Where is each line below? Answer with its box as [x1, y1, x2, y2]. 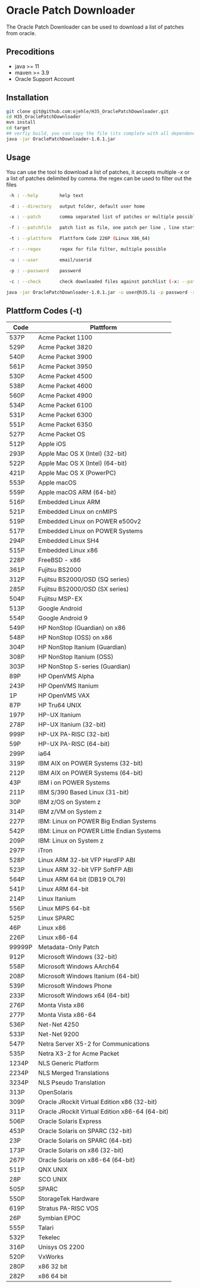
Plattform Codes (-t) [6, 305, 82, 316]
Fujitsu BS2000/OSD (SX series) [38, 585, 129, 593]
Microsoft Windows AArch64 [38, 962, 120, 971]
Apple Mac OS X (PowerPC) [38, 469, 117, 477]
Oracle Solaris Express [38, 1117, 102, 1125]
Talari [38, 1224, 54, 1232]
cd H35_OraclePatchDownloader [6, 114, 82, 120]
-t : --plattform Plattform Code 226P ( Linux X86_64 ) [8, 236, 151, 242]
